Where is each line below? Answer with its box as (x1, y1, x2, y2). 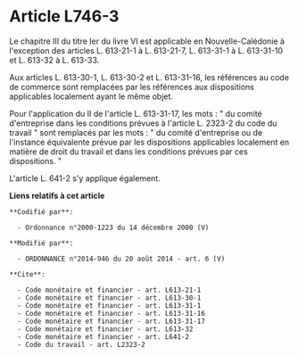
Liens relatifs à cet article (9, 190, 105, 201)
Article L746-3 (9, 6, 120, 27)
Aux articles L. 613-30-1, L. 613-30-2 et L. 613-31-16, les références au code (9, 71, 290, 82)
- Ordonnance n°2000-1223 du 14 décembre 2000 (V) (17, 223, 210, 232)
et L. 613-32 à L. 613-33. (9, 54, 100, 65)
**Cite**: (9, 269, 46, 278)
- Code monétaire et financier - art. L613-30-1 (17, 293, 202, 302)
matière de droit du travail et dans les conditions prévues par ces (9, 145, 248, 157)
